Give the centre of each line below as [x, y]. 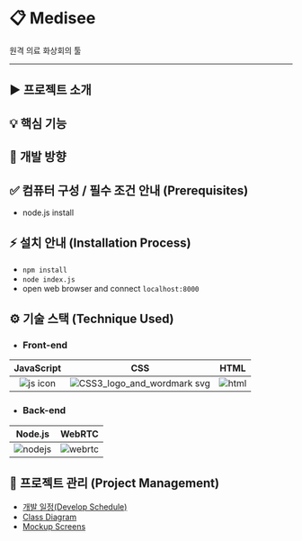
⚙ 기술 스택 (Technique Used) [92, 319]
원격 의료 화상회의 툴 [45, 50]
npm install [44, 270]
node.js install [48, 212]
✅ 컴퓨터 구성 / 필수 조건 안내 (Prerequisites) [129, 190]
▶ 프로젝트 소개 [50, 90]
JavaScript [37, 368]
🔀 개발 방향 [38, 157]
